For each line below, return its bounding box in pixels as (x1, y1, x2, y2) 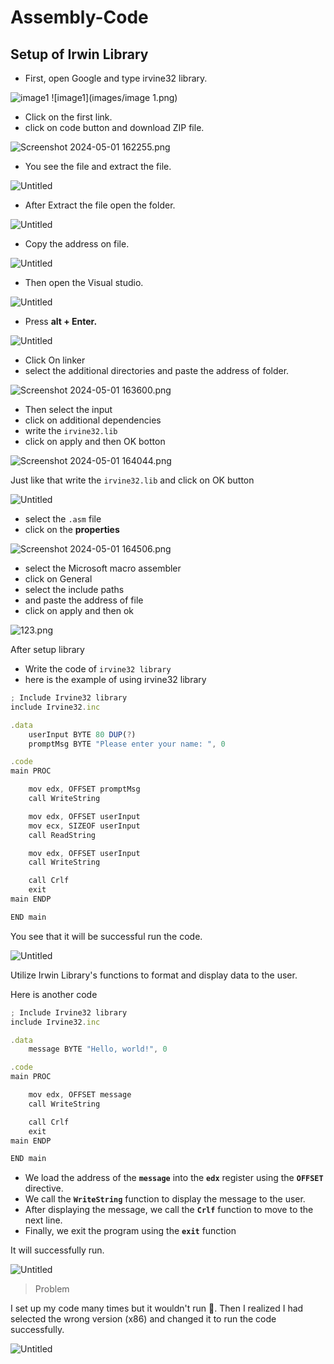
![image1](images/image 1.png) (51, 92, 178, 103)
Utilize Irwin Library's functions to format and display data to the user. (10, 969, 298, 981)
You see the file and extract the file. (24, 161, 172, 172)
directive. (24, 1182, 64, 1195)
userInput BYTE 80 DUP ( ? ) (28, 729, 137, 740)
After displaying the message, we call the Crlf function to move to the (24, 1204, 314, 1216)
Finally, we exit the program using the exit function (24, 1225, 237, 1237)
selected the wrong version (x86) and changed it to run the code (10, 1313, 277, 1325)
